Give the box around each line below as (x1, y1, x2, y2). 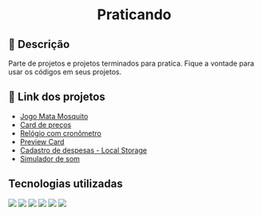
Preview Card (19, 137, 65, 146)
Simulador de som (19, 153, 80, 163)
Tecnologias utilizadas (8, 177, 123, 191)
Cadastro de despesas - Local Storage (19, 145, 148, 155)
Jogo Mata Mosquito (19, 111, 89, 121)
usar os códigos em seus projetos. (8, 67, 122, 77)
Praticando (97, 6, 172, 24)
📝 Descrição (8, 38, 70, 51)
